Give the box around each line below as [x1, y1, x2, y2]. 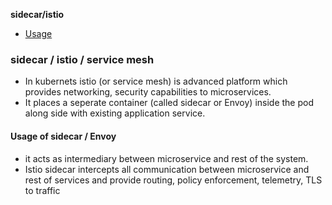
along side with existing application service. [24, 107, 206, 119]
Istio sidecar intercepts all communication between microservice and [24, 163, 310, 175]
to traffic [24, 184, 61, 196]
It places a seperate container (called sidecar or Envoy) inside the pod [24, 97, 314, 109]
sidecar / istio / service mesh [10, 52, 155, 66]
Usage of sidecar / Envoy [10, 130, 117, 142]
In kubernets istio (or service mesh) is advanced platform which [24, 75, 288, 88]
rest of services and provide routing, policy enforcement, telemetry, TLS [24, 174, 323, 186]
